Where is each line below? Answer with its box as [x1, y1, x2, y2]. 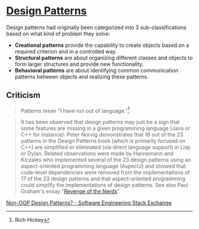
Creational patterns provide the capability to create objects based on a [14, 42, 190, 49]
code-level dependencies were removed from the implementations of [20, 169, 191, 176]
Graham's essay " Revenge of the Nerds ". [20, 188, 121, 195]
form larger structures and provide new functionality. [14, 61, 144, 68]
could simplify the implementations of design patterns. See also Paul [20, 182, 188, 189]
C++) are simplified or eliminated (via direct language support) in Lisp [20, 144, 191, 151]
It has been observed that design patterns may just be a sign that [20, 119, 180, 126]
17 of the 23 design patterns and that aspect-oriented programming [20, 175, 185, 182]
